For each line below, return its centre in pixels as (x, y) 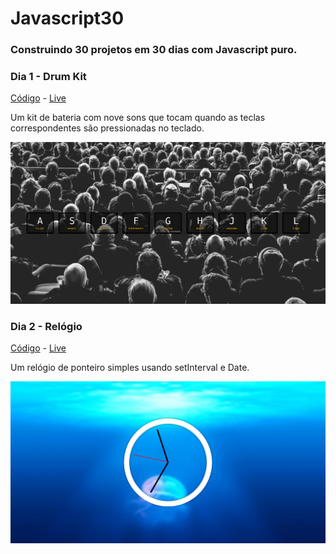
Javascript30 (67, 18)
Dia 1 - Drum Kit (48, 77)
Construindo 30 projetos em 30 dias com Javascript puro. (154, 50)
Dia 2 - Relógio (46, 326)
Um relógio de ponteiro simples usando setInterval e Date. (130, 368)
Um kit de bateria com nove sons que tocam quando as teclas (138, 118)
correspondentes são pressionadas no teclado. (107, 128)
